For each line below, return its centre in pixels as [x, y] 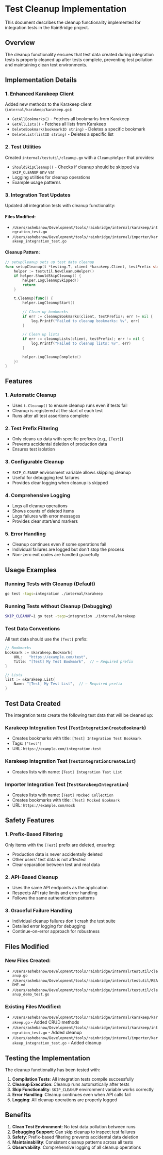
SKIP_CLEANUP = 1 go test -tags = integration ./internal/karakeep [70, 616]
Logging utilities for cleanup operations [51, 177]
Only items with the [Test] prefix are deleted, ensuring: [60, 845]
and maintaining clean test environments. [46, 64]
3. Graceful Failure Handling [39, 910]
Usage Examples [31, 570]
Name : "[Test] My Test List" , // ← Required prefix [68, 684]
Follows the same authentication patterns [53, 898]
